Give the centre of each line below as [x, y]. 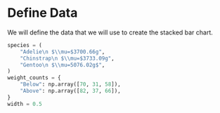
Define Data [43, 13]
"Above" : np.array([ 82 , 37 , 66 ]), [70, 91]
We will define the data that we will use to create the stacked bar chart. [110, 32]
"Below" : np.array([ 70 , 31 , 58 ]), [70, 85]
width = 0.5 [25, 104]
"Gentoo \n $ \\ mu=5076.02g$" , [63, 65]
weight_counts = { [34, 78]
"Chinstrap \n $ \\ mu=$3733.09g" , [67, 58]
